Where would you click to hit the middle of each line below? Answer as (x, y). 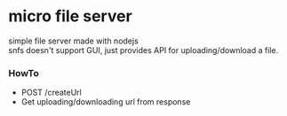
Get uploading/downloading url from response (106, 102)
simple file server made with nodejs (73, 41)
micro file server (70, 16)
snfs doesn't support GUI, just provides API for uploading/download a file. (143, 50)
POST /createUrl (51, 93)
